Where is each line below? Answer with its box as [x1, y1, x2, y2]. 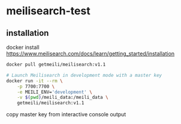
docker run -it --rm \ [6, 77, 63, 84]
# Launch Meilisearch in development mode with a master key [6, 72, 162, 78]
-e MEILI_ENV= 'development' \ [17, 89, 93, 95]
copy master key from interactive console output [6, 111, 126, 118]
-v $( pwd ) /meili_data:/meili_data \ [17, 94, 109, 101]
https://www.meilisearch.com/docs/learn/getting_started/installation [6, 50, 175, 57]
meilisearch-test [6, 4, 91, 18]
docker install [6, 44, 40, 51]
